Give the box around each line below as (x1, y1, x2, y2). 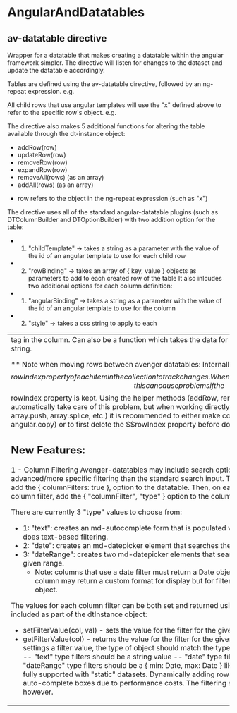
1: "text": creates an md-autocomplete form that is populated (23, 523, 227, 532)
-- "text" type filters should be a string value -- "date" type (23, 652, 223, 662)
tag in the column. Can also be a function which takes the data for (11, 335, 229, 344)
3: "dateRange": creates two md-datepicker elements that (23, 549, 216, 559)
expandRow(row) (17, 166, 68, 173)
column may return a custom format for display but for (35, 575, 214, 585)
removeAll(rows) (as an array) (17, 173, 104, 181)
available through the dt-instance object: (7, 130, 126, 138)
